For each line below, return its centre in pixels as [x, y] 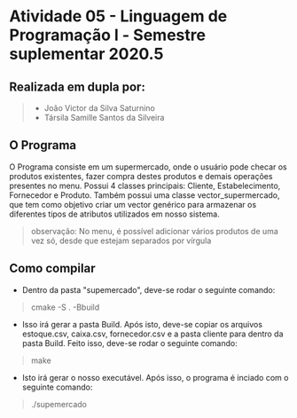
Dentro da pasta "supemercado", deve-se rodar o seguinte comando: [148, 289]
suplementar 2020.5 [86, 54]
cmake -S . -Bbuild [65, 307]
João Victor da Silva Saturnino [99, 108]
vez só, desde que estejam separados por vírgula [121, 241]
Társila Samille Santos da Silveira [104, 118]
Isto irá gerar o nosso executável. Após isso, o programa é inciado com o [155, 377]
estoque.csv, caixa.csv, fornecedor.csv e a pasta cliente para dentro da [152, 334]
